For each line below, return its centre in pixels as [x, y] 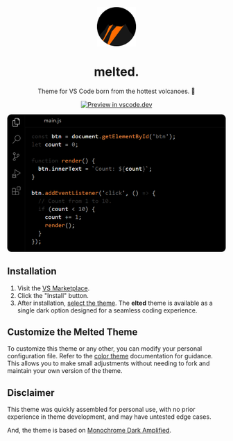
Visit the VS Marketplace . [53, 288]
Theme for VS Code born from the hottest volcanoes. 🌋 [116, 91]
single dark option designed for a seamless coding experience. [107, 310]
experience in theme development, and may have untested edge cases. [109, 417]
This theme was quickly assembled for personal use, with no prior [101, 410]
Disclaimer [31, 393]
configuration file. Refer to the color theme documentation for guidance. [110, 356]
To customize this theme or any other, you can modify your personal [105, 349]
